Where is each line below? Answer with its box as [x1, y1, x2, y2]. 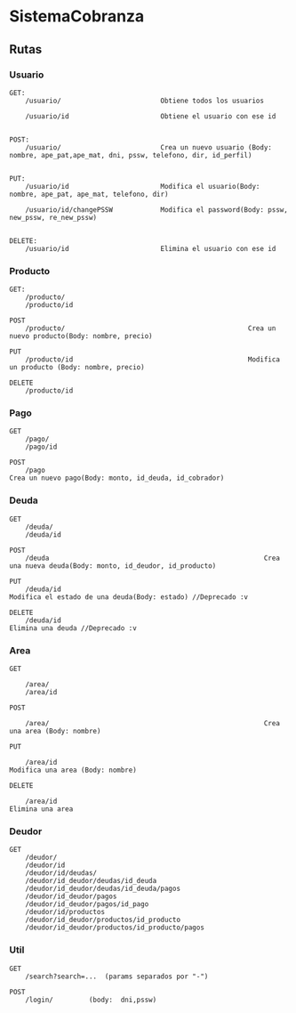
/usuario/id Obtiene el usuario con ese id [25, 111, 276, 121]
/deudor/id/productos [25, 908, 105, 917]
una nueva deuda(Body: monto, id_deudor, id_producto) [9, 561, 217, 571]
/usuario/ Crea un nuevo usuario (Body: [25, 142, 273, 152]
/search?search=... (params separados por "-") [25, 972, 209, 981]
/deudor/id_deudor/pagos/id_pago [25, 900, 149, 909]
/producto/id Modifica [25, 355, 280, 364]
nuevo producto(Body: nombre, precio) [9, 332, 153, 341]
